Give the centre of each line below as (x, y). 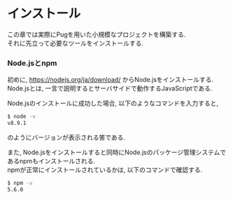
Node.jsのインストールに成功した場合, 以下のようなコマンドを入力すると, (113, 103)
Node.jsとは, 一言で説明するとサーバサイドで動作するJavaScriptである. (110, 88)
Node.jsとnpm (32, 63)
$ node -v (22, 117)
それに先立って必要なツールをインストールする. (76, 43)
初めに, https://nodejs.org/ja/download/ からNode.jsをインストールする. (111, 80)
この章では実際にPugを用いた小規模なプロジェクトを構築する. (97, 34)
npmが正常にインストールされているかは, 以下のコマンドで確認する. (105, 170)
